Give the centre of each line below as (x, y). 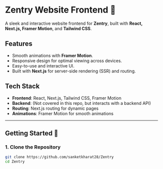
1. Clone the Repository (33, 147)
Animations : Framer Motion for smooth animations (63, 113)
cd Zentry (15, 162)
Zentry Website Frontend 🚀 (60, 10)
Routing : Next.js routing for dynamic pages (55, 108)
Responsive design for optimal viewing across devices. (67, 61)
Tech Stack (22, 86)
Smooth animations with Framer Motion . (52, 55)
